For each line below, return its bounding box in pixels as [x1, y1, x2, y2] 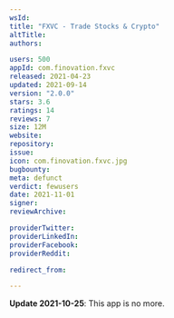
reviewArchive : [9, 207, 67, 216]
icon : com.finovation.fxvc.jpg [9, 156, 128, 165]
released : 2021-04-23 [9, 72, 92, 82]
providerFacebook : [9, 240, 79, 250]
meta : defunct [9, 174, 63, 183]
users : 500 [9, 55, 51, 65]
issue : [9, 148, 34, 157]
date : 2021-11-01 [9, 190, 75, 200]
